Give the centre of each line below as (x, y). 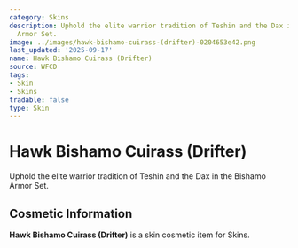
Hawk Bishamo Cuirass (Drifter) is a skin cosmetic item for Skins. (129, 235)
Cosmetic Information (71, 213)
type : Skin (29, 108)
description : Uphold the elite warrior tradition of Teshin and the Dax (146, 26)
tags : (19, 75)
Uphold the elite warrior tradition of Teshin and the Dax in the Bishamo (137, 176)
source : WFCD (33, 67)
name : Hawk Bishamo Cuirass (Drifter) (81, 58)
